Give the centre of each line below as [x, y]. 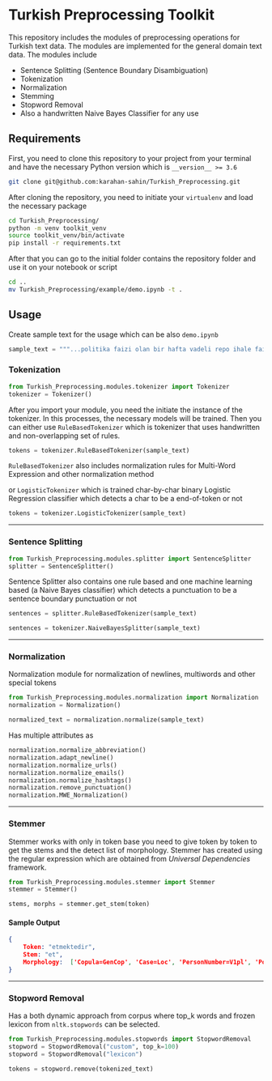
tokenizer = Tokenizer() [50, 394]
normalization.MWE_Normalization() [68, 795]
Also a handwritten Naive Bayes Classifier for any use [109, 113]
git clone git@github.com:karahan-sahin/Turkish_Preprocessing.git [125, 181]
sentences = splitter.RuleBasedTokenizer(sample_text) [103, 614]
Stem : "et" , [43, 955]
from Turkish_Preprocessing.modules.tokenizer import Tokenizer [119, 386]
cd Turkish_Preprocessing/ [54, 220]
